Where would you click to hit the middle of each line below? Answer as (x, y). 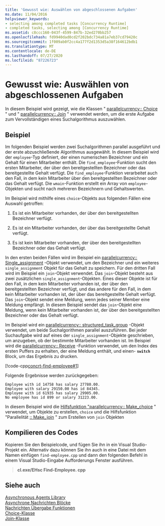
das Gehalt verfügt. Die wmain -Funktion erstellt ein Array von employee (76, 183)
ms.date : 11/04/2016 (26, 14)
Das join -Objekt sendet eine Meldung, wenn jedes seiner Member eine (78, 300)
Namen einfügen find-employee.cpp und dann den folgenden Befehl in (76, 455)
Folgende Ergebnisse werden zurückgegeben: (52, 375)
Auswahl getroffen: (24, 203)
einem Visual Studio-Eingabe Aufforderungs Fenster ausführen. (69, 460)
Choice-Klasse (20, 513)
